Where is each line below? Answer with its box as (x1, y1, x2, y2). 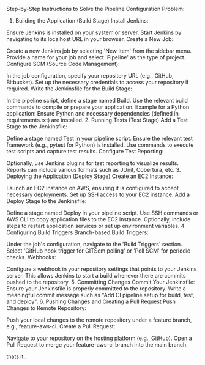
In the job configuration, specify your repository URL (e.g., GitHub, (6, 72, 174, 79)
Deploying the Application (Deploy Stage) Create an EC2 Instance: (6, 172, 173, 180)
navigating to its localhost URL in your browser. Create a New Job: (6, 35, 174, 42)
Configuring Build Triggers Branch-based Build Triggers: (6, 229, 149, 236)
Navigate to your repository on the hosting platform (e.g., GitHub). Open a (6, 334, 192, 342)
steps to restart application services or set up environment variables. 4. (6, 223, 187, 229)
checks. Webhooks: (6, 254, 56, 260)
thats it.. (6, 353, 27, 360)
